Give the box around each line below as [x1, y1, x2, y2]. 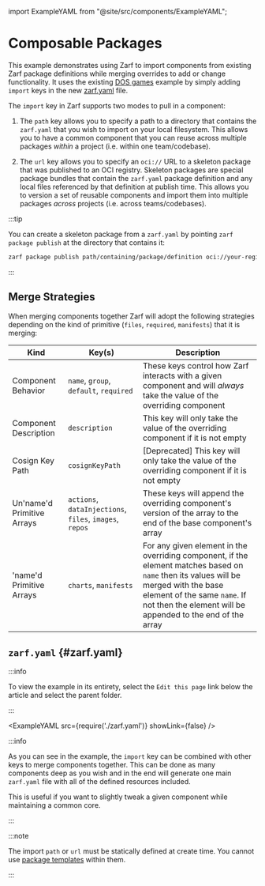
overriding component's [142, 497, 232, 508]
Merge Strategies [8, 290, 95, 304]
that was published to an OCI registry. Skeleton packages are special [19, 165, 244, 175]
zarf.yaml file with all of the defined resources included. [8, 777, 191, 786]
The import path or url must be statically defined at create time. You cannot [8, 846, 255, 856]
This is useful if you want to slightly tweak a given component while [8, 792, 228, 801]
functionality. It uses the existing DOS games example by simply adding [8, 77, 241, 86]
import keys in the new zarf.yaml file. [8, 85, 129, 95]
